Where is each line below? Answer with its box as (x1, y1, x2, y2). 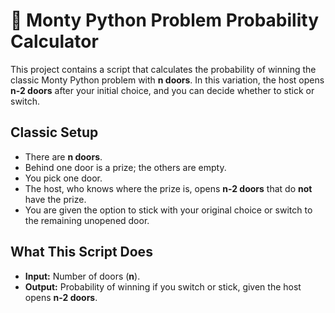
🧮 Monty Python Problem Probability (10, 9, 320, 32)
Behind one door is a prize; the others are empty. (24, 161, 227, 173)
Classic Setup (10, 124, 99, 141)
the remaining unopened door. (24, 214, 150, 226)
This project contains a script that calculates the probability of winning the (10, 63, 317, 75)
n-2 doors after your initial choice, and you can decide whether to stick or (10, 84, 315, 96)
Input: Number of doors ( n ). (24, 270, 141, 282)
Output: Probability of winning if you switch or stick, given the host (24, 280, 302, 293)
